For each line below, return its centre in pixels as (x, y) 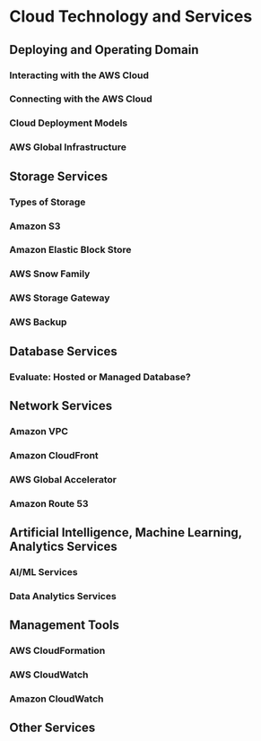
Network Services (61, 405)
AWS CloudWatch (49, 675)
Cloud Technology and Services (131, 17)
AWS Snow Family (50, 274)
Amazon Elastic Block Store (70, 250)
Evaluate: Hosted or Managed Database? (100, 377)
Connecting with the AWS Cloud (81, 99)
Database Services (64, 351)
